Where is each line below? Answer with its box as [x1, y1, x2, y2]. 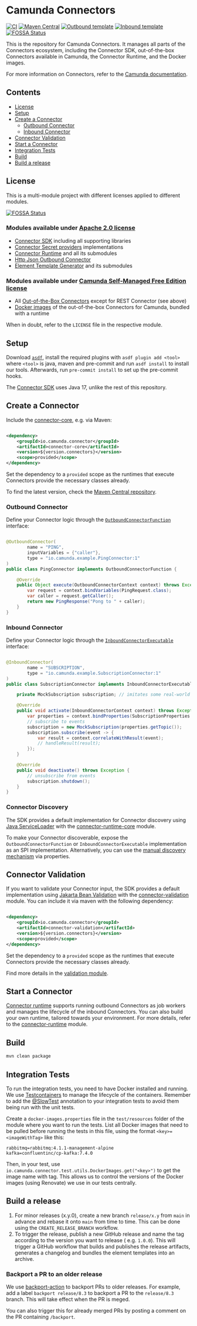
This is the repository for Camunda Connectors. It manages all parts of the [6, 40, 186, 47]
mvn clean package [6, 1053, 51, 1059]
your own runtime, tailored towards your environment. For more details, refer [6, 1015, 191, 1022]
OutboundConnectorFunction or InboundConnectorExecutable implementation [6, 840, 187, 847]
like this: [44, 1134, 64, 1141]
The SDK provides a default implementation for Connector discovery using [6, 816, 186, 824]
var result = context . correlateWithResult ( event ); [37, 735, 164, 741]
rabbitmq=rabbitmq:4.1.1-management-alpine [6, 1145, 114, 1151]
